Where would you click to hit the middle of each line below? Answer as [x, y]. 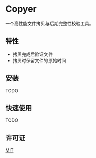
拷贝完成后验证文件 [33, 54]
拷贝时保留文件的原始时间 [39, 60]
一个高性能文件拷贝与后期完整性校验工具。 [50, 23]
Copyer [21, 9]
